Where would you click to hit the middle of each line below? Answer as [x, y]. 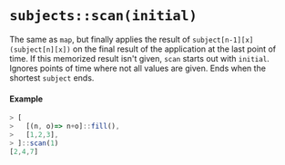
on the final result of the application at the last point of [174, 49]
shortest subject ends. [52, 78]
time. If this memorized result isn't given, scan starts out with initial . [140, 58]
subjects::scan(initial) [103, 16]
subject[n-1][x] [223, 40]
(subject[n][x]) [40, 49]
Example [26, 99]
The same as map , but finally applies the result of [100, 39]
